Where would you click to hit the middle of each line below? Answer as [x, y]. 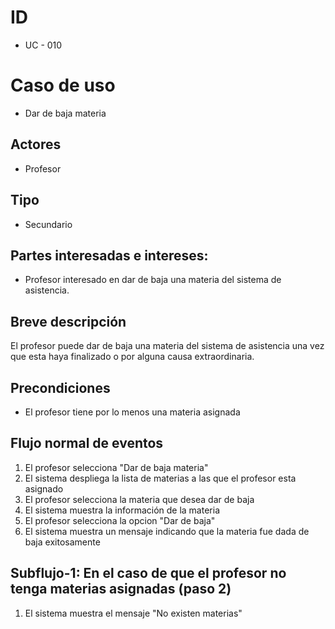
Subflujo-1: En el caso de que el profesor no [148, 573]
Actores [36, 144]
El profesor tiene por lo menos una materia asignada [132, 412]
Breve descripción [68, 321]
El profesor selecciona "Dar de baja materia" [116, 467]
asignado [44, 488]
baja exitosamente [62, 542]
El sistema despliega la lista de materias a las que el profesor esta [160, 478]
